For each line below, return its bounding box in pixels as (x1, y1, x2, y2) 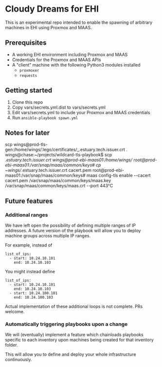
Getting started (5, 86, 53, 95)
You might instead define (5, 268, 55, 275)
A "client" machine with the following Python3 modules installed (12, 62, 141, 67)
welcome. (5, 309, 25, 315)
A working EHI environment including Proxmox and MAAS (12, 51, 128, 57)
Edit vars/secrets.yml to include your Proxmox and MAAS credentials (12, 109, 150, 115)
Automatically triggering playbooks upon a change (5, 320, 128, 327)
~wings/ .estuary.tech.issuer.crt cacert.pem (5, 167, 91, 173)
